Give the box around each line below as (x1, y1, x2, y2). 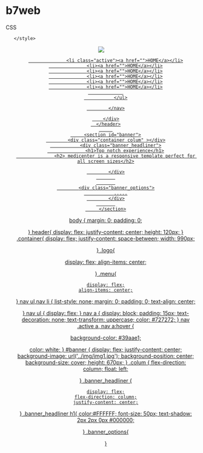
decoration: (21, 316, 51, 323)
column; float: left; (83, 365, 128, 372)
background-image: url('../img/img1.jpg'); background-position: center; (17, 352, 195, 360)
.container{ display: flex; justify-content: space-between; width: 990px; (16, 235, 195, 242)
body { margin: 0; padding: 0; (68, 216, 143, 224)
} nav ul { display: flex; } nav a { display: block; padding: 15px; (22, 309, 176, 317)
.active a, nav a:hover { (77, 322, 135, 329)
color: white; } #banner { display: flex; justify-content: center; (29, 346, 182, 353)
